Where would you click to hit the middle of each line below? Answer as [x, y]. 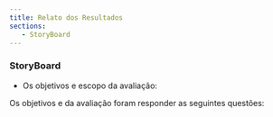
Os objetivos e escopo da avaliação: [90, 85]
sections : [28, 26]
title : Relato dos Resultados [66, 18]
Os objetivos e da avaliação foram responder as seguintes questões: [137, 103]
